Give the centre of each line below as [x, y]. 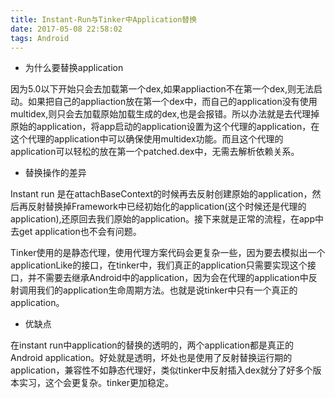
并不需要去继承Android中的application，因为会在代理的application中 [168, 278]
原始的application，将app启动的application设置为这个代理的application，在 [165, 127]
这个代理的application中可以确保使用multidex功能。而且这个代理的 [147, 139]
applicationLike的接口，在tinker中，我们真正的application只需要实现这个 [159, 265]
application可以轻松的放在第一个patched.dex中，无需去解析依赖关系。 [155, 152]
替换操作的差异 [55, 173]
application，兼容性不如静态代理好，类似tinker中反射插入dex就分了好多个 [161, 370]
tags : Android [40, 38]
